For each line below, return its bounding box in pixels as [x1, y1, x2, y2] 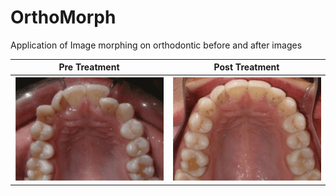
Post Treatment [213, 61, 280, 73]
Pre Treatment [58, 61, 120, 73]
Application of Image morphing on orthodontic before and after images [10, 39, 303, 51]
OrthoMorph [10, 6, 117, 29]
